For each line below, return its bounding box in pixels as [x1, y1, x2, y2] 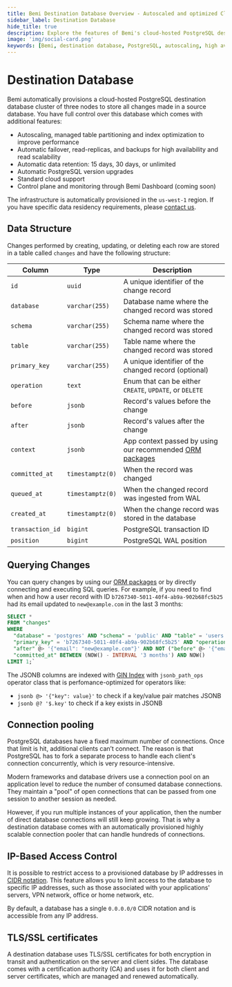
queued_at [10, 490, 43, 497]
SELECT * [7, 613, 32, 620]
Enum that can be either [123, 376, 201, 386]
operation [10, 382, 43, 389]
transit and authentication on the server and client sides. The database [7, 957, 209, 966]
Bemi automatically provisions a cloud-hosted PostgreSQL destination [7, 95, 206, 103]
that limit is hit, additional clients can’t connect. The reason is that [7, 745, 193, 753]
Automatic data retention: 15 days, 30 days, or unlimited [17, 160, 176, 168]
